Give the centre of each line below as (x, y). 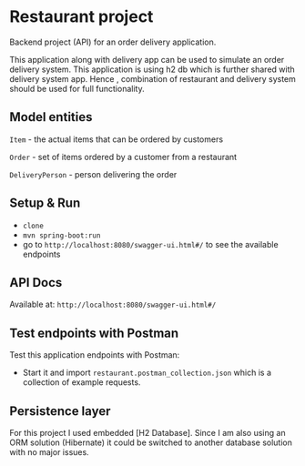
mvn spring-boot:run (61, 235)
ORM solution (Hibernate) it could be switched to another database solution (151, 442)
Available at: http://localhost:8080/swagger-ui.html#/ (113, 304)
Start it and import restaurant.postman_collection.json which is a (147, 373)
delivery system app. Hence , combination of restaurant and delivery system (152, 78)
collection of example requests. (81, 382)
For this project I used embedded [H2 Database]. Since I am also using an (147, 433)
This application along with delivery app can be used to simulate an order (147, 59)
